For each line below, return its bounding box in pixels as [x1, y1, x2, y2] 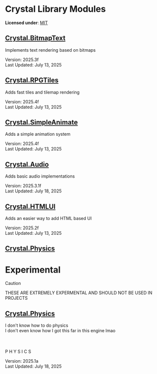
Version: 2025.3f [5, 57, 39, 62]
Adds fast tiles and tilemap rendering [5, 89, 80, 95]
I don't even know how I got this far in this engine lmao [5, 328, 116, 334]
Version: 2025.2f [5, 225, 39, 231]
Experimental [5, 264, 61, 275]
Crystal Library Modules [5, 3, 106, 15]
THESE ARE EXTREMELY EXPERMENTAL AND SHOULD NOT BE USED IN [5, 290, 153, 296]
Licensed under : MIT [5, 20, 48, 26]
